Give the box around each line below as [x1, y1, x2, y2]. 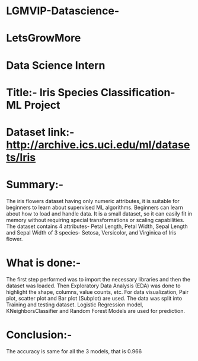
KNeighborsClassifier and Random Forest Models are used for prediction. [6, 307, 186, 314]
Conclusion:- [6, 328, 72, 341]
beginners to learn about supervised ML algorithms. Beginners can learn [6, 204, 184, 211]
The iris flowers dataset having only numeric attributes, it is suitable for [6, 197, 180, 204]
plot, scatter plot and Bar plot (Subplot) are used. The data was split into [6, 294, 183, 302]
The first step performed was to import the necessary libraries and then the [6, 275, 191, 283]
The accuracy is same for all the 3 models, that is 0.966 [6, 347, 142, 354]
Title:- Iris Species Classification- [6, 85, 175, 99]
